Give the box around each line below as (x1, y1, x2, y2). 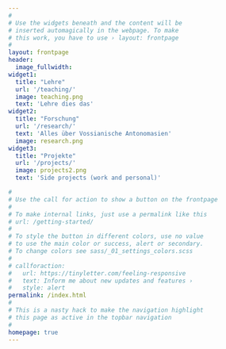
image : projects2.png (15, 167, 87, 174)
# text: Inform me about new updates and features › (8, 277, 193, 285)
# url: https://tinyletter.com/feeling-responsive (8, 269, 186, 278)
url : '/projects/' (15, 159, 77, 167)
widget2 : (8, 108, 37, 116)
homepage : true (8, 328, 59, 336)
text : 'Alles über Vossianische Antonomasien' (15, 129, 172, 137)
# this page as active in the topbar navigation (8, 313, 172, 321)
